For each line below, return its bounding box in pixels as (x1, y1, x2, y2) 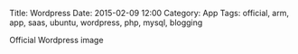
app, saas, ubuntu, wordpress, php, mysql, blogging (9, 17, 203, 28)
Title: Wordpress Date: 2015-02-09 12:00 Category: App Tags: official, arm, (9, 8, 290, 18)
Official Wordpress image (9, 35, 104, 45)
